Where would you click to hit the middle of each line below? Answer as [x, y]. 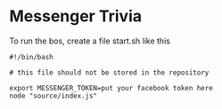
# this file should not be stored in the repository [109, 73]
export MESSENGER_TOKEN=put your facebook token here [111, 88]
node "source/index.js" [53, 96]
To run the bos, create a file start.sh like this [90, 41]
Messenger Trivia [76, 16]
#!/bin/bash [31, 57]
